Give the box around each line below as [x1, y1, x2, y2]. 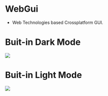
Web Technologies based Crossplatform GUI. [12, 19, 104, 25]
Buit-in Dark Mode [5, 37, 81, 48]
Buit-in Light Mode [5, 70, 82, 81]
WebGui [5, 3, 39, 15]
